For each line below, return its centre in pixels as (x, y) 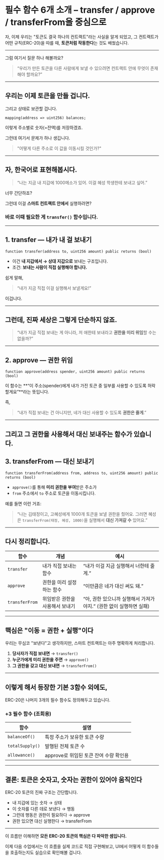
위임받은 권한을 (59, 599)
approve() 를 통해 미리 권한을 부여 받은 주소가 (54, 487)
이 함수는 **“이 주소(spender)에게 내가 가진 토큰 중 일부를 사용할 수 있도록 (76, 386)
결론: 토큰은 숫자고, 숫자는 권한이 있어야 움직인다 (74, 780)
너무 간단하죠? (19, 193)
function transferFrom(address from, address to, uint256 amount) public (82, 473)
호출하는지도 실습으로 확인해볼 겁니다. (46, 853)
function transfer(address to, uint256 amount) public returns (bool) (78, 251)
